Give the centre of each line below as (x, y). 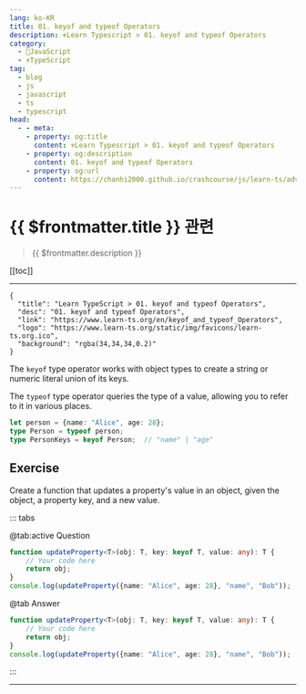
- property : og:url (63, 171)
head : (20, 120)
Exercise (35, 468)
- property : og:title (66, 137)
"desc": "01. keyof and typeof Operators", (101, 312)
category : (28, 43)
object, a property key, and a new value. (85, 499)
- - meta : (36, 129)
